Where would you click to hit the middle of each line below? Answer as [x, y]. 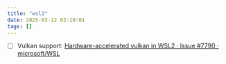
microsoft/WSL [38, 54]
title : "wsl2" [28, 13]
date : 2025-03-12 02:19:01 [46, 20]
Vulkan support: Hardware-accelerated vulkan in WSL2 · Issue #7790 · [118, 46]
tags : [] [20, 26]
